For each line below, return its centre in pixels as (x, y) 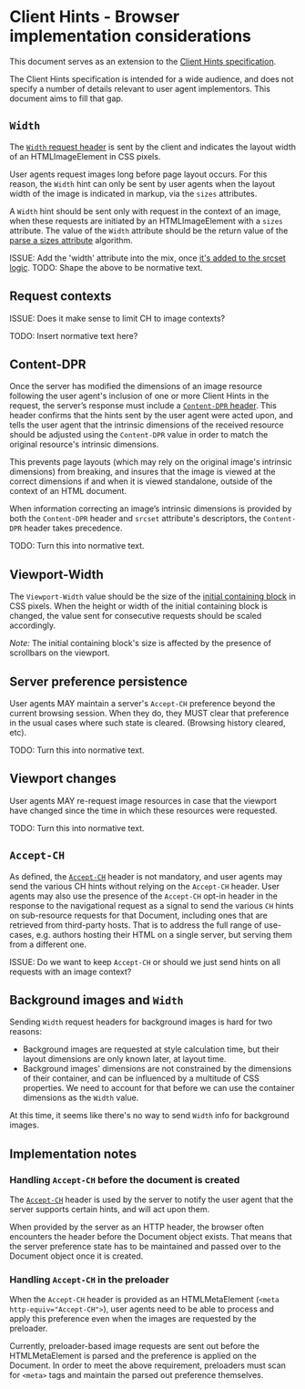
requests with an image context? (71, 972)
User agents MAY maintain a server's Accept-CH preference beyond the (142, 703)
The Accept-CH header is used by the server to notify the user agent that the (152, 1199)
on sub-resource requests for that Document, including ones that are (139, 915)
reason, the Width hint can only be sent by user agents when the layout (142, 183)
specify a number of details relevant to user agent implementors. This (140, 88)
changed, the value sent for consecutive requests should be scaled (136, 616)
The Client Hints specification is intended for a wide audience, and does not (152, 78)
